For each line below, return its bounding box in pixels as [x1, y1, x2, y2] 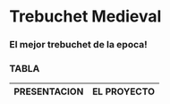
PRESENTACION [13, 85, 84, 98]
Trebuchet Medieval [9, 6, 162, 27]
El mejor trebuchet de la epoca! [9, 39, 148, 51]
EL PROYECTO [92, 85, 155, 98]
